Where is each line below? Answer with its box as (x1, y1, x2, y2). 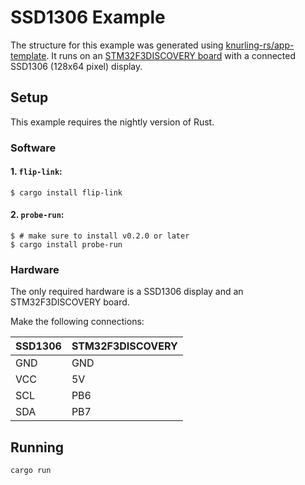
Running (10, 439, 65, 456)
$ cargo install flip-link (10, 187, 123, 198)
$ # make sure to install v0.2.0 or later (10, 231, 190, 241)
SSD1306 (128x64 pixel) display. (10, 60, 143, 72)
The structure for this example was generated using (10, 39, 224, 51)
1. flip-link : (10, 166, 63, 178)
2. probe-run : (10, 209, 65, 221)
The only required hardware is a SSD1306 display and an (10, 286, 244, 298)
